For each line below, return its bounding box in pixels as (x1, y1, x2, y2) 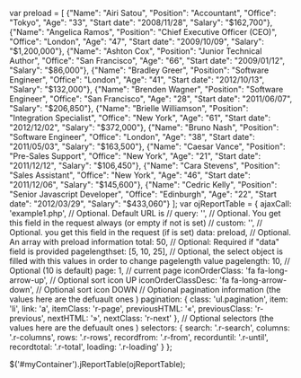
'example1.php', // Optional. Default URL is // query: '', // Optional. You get (9, 208, 281, 218)
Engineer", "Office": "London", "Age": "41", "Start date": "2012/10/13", (9, 75, 265, 84)
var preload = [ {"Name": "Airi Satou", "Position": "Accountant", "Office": (9, 8, 277, 18)
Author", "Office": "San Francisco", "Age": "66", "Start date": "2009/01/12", (9, 56, 286, 66)
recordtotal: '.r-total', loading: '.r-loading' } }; (9, 341, 173, 352)
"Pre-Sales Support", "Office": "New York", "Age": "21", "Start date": (9, 151, 261, 161)
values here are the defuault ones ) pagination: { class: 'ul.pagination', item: (9, 294, 288, 304)
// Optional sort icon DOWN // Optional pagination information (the (35, 285, 281, 294)
